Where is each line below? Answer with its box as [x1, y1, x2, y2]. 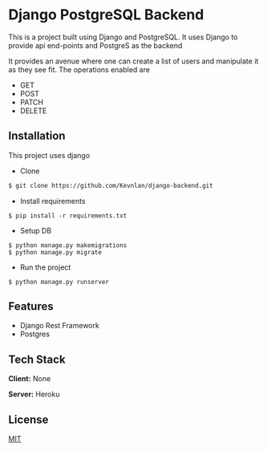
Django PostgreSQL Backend [8, 6, 204, 24]
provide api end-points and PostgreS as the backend [8, 40, 183, 50]
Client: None [8, 374, 51, 384]
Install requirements [19, 196, 86, 205]
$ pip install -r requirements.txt [8, 211, 127, 220]
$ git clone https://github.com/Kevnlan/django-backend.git [8, 181, 214, 189]
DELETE [19, 106, 47, 116]
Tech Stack [8, 352, 66, 366]
